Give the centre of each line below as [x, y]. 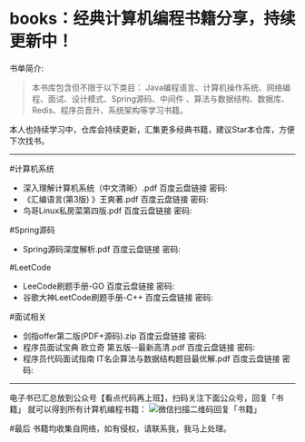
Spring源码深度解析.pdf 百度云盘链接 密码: [102, 249]
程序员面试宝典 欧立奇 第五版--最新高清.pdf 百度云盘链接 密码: [139, 347]
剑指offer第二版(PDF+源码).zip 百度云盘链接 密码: [114, 336]
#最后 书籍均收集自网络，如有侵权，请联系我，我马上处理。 [120, 428]
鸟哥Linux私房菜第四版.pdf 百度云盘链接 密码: [107, 211]
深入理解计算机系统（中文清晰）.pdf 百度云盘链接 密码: [125, 188]
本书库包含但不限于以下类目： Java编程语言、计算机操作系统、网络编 [161, 87]
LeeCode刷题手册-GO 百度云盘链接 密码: [98, 286]
